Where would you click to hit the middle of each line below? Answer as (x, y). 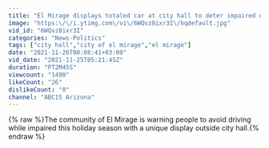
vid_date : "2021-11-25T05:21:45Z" (66, 60)
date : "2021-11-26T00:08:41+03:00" (68, 53)
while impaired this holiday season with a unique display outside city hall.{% (134, 128)
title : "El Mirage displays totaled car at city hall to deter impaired (132, 16)
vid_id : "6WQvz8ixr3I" (46, 30)
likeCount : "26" (35, 82)
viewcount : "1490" (39, 75)
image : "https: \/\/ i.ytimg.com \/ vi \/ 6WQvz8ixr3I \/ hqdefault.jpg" (119, 23)
